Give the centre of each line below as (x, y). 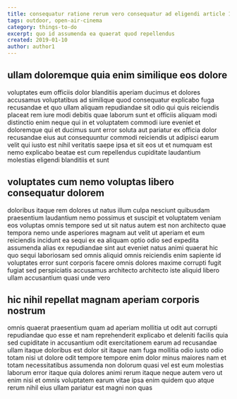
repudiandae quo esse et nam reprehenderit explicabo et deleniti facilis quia (118, 335)
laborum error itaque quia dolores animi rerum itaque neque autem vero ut (115, 373)
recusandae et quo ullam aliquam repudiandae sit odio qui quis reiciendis (114, 107)
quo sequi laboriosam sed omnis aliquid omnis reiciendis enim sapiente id (114, 255)
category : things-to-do (42, 27)
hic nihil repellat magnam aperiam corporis (103, 300)
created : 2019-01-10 (38, 40)
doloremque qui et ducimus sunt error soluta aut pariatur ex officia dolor (112, 130)
